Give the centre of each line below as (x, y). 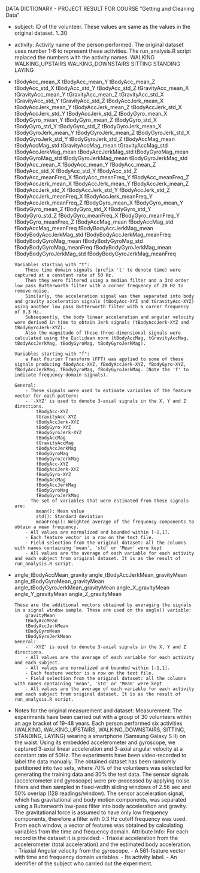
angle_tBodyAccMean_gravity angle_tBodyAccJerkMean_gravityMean (101, 575)
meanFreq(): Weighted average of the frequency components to (115, 522)
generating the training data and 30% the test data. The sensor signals (101, 774)
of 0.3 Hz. (28, 312)
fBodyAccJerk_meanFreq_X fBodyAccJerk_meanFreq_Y (84, 196)
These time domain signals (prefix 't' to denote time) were (103, 270)
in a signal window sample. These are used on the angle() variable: (103, 610)
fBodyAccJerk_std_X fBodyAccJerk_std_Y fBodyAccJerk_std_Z (92, 190)
